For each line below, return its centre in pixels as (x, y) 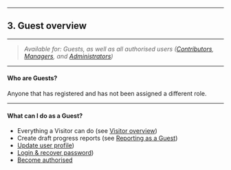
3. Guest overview (47, 26)
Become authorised (45, 160)
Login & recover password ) (55, 153)
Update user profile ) (45, 145)
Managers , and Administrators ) (68, 56)
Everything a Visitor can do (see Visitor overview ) (87, 131)
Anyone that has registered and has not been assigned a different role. (107, 94)
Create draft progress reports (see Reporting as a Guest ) (97, 138)
